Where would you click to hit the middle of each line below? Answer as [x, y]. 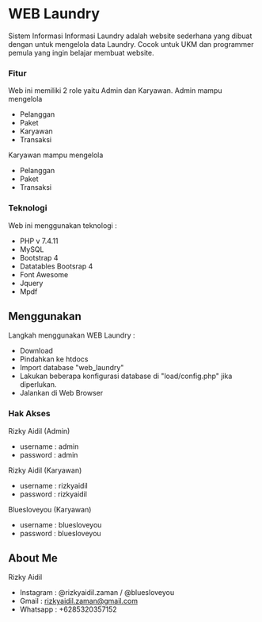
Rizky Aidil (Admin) [39, 431]
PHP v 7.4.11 [39, 241]
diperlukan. [38, 384]
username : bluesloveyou [61, 524]
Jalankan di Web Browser [61, 393]
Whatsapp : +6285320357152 [68, 609]
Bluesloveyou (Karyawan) [50, 509]
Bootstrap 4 [39, 257]
